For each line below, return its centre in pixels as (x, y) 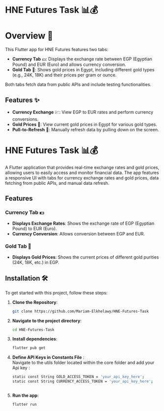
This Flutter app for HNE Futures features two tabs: (57, 50)
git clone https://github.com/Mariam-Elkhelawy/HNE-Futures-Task (80, 311)
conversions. (25, 119)
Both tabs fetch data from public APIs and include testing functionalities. (78, 85)
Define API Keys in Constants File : (48, 357)
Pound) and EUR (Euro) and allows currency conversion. (69, 64)
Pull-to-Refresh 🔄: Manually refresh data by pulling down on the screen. (85, 129)
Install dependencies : (35, 339)
